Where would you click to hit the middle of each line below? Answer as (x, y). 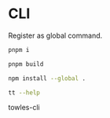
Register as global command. (55, 35)
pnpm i (19, 50)
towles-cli (24, 108)
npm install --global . (47, 78)
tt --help (24, 92)
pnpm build (26, 64)
